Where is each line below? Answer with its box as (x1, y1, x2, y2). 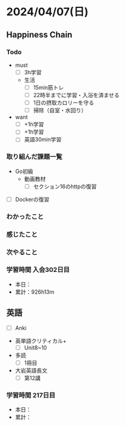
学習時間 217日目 (6, 391, 56, 399)
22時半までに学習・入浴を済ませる (33, 92, 120, 98)
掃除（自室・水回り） (33, 107, 87, 114)
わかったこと (6, 212, 44, 221)
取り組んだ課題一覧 (6, 152, 62, 161)
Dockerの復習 (15, 195, 50, 203)
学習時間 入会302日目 (6, 266, 70, 274)
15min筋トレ (33, 84, 64, 91)
